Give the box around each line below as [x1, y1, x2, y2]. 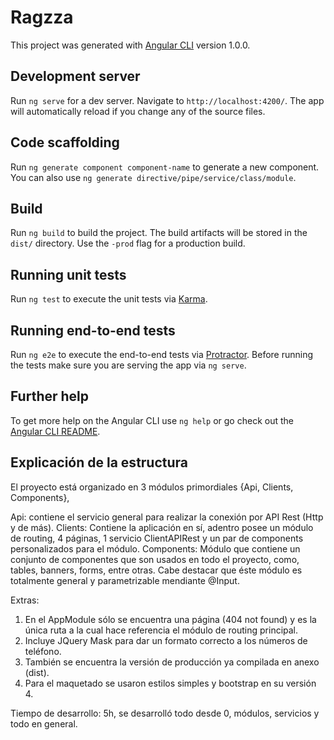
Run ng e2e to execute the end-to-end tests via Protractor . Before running [10, 349, 314, 360]
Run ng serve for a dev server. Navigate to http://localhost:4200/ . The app [10, 94, 325, 106]
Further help [10, 388, 90, 405]
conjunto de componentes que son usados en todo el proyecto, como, [10, 553, 300, 565]
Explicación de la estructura [10, 454, 189, 471]
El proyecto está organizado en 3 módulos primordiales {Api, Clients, [10, 481, 294, 493]
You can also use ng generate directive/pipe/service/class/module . [10, 171, 297, 183]
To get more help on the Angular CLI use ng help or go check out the [10, 414, 294, 426]
